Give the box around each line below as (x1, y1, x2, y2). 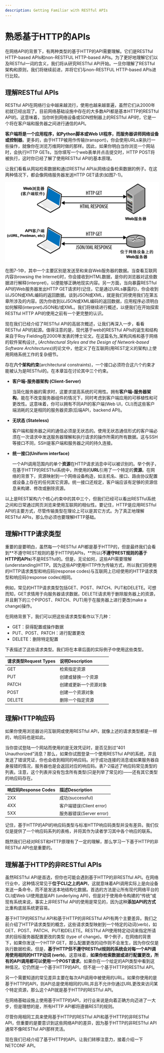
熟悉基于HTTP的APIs (5, 31, 91, 42)
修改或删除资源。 (33, 485, 68, 491)
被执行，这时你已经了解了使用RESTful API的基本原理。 (5, 156, 115, 161)
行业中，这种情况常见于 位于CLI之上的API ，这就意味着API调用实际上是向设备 (5, 881, 159, 887)
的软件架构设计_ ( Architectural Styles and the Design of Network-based (5, 339, 149, 345)
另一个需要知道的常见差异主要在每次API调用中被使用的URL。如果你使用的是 (5, 975, 157, 981)
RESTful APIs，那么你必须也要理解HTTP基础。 (5, 514, 99, 520)
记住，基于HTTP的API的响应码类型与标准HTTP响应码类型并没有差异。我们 (5, 822, 155, 828)
